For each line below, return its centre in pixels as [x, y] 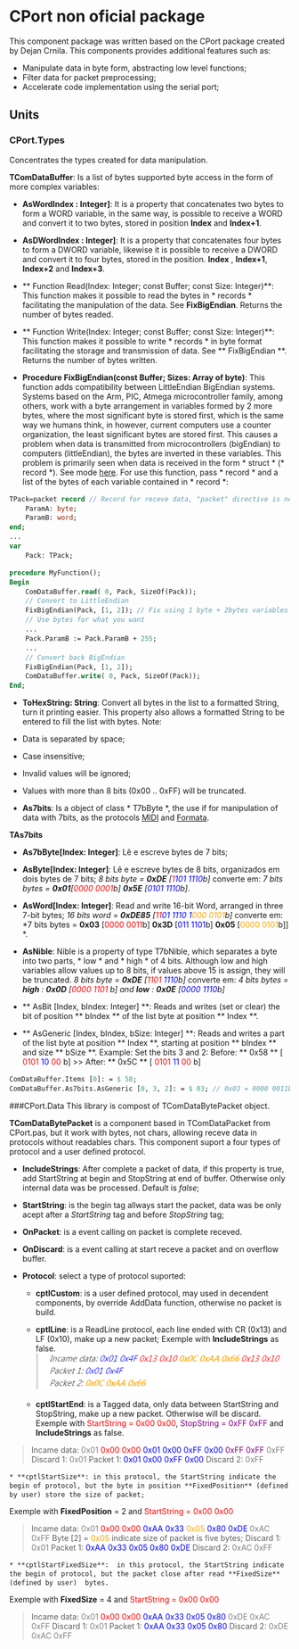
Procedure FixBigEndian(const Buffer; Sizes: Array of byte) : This [143, 377]
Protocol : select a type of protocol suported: [104, 1276]
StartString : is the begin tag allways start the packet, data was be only [152, 1205]
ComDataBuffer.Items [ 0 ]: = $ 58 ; [73, 1080]
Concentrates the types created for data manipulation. [109, 160]
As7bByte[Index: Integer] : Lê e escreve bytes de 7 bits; [125, 852]
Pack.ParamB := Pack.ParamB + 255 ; [91, 638]
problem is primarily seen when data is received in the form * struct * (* [153, 462]
